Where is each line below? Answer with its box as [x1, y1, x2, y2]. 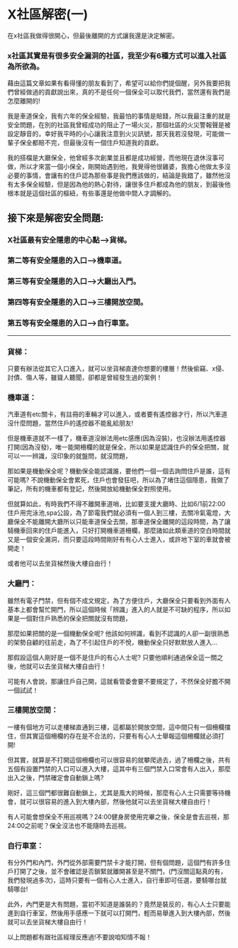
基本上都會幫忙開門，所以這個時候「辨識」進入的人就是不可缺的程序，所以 [7, 605, 225, 614]
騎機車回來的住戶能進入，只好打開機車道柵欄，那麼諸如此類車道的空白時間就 [7, 526, 231, 535]
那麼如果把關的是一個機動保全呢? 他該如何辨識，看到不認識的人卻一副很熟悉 [7, 629, 230, 638]
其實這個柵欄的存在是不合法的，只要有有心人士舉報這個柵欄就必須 [25, 731, 218, 740]
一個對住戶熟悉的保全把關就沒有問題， [19, 614, 132, 622]
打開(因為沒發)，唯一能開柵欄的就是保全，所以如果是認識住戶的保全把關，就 [7, 443, 229, 452]
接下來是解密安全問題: [7, 212, 104, 224]
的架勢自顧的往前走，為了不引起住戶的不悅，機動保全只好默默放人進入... [7, 638, 218, 646]
